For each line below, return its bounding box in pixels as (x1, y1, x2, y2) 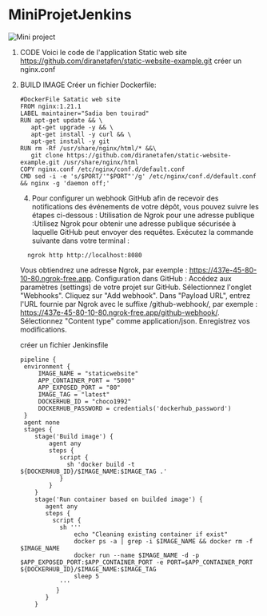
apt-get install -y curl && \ (30, 130, 132, 138)
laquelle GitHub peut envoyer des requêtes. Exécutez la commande (31, 227, 254, 236)
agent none (23, 418, 60, 427)
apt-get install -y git (30, 137, 110, 145)
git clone (30, 151, 64, 159)
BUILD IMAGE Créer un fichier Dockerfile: (19, 80, 157, 89)
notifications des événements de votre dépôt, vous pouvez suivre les (31, 201, 260, 211)
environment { (23, 362, 71, 371)
